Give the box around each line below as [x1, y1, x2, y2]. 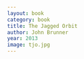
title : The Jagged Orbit [7, 22, 78, 29]
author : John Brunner [7, 28, 69, 36]
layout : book [7, 9, 44, 17]
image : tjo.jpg [7, 41, 51, 48]
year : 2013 [7, 35, 38, 42]
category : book [7, 16, 51, 23]
